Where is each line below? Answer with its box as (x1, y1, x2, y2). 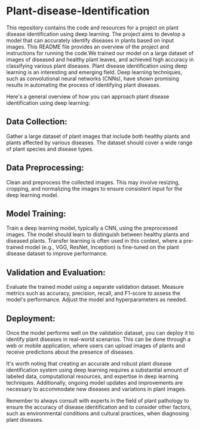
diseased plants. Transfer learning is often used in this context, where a (6, 237, 182, 244)
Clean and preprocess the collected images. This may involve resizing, (6, 179, 180, 186)
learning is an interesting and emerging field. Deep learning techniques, (6, 68, 183, 75)
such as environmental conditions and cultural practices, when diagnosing (6, 410, 189, 417)
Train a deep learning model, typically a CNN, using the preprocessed (6, 225, 178, 232)
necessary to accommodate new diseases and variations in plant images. (6, 385, 187, 392)
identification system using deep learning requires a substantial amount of (6, 367, 189, 373)
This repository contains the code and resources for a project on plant (6, 24, 179, 31)
